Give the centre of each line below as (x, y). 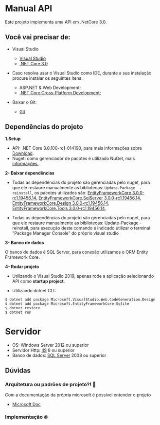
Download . (23, 153)
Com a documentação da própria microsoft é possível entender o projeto (78, 395)
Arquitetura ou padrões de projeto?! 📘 (51, 384)
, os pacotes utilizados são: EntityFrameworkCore (81, 193)
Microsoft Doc (26, 405)
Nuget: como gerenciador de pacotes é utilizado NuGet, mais (73, 158)
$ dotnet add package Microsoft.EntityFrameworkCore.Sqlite (67, 304)
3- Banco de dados (25, 242)
